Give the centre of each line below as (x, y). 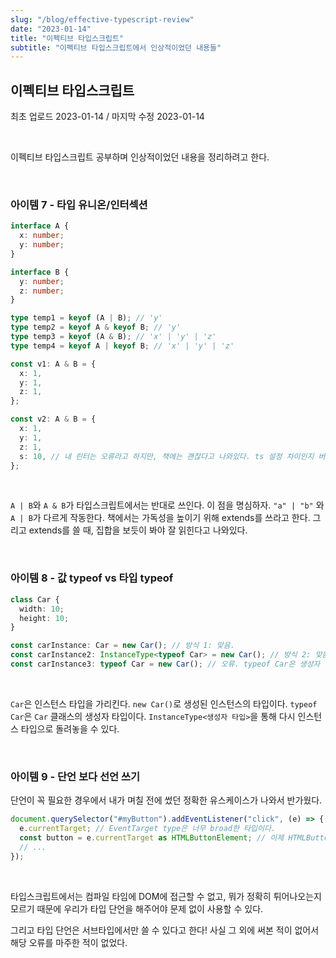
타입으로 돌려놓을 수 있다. (70, 728)
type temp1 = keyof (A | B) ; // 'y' (86, 318)
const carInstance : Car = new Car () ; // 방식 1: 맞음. (122, 646)
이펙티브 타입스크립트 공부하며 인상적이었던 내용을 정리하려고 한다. (140, 157)
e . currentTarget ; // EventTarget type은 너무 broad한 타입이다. (148, 829)
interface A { (40, 226)
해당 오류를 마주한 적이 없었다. (69, 942)
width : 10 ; (42, 609)
